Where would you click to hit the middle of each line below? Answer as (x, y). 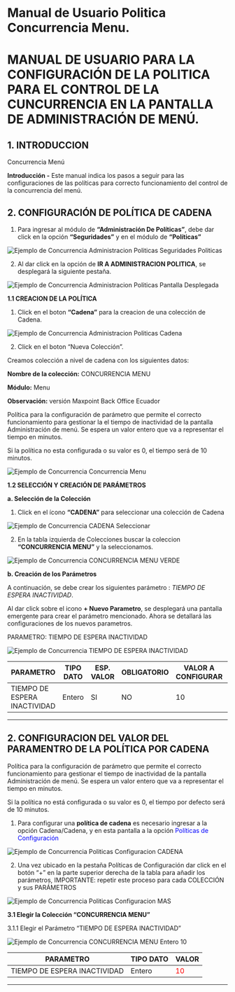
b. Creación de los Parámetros (52, 574)
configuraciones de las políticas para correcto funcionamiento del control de (117, 183)
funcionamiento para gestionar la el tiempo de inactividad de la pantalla (110, 422)
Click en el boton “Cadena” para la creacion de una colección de (112, 312)
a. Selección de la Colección (49, 498)
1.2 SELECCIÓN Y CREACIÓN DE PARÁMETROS (77, 485)
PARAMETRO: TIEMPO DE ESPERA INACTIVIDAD (78, 637)
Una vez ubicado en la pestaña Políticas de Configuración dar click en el (122, 865)
